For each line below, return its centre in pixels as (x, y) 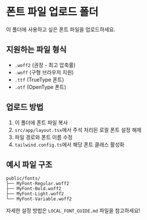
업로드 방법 (25, 107)
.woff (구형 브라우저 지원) (44, 72)
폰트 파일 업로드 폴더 (52, 12)
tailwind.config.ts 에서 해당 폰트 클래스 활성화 (69, 144)
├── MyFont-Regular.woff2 (37, 184)
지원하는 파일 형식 (36, 50)
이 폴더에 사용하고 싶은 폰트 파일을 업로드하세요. (61, 29)
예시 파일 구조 (29, 165)
